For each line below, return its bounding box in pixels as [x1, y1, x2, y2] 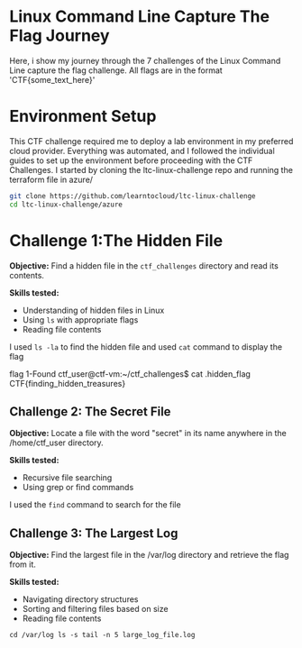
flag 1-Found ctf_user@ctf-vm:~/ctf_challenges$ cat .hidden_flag [9, 368, 251, 379]
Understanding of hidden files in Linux [22, 305, 165, 315]
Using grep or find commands [22, 482, 134, 493]
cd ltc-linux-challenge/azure [9, 200, 124, 209]
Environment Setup [9, 106, 157, 127]
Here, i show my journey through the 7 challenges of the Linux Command [9, 55, 281, 66]
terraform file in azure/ [9, 174, 93, 185]
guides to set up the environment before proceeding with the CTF [9, 155, 253, 166]
